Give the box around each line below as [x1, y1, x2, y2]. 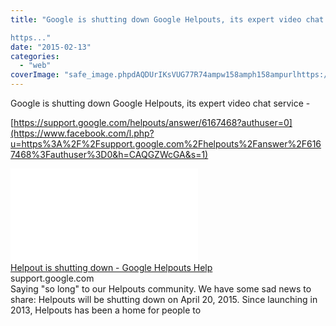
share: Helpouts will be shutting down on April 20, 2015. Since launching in [10, 294, 318, 305]
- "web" [19, 61, 52, 71]
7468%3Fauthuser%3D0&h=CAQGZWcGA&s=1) [10, 149, 209, 160]
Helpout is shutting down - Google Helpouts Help [10, 262, 213, 273]
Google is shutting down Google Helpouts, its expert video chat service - [10, 97, 311, 109]
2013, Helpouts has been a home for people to [10, 304, 202, 316]
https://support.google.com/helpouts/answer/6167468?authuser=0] [13, 117, 293, 128]
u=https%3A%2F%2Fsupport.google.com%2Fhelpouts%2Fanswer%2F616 [10, 138, 322, 150]
